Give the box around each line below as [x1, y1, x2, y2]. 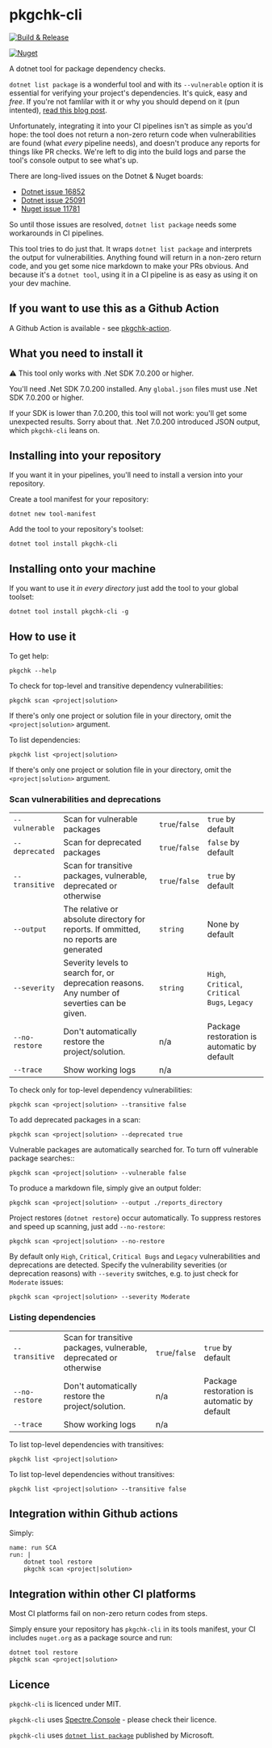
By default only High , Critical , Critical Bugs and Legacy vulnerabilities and [9, 1252, 261, 1262]
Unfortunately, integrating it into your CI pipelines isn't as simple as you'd [9, 121, 253, 130]
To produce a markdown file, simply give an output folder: [9, 1183, 202, 1193]
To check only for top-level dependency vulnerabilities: [9, 1085, 193, 1095]
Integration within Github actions [9, 1507, 178, 1521]
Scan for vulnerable [63, 813, 138, 825]
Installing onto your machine [9, 562, 157, 575]
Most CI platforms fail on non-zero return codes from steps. [9, 1609, 208, 1619]
